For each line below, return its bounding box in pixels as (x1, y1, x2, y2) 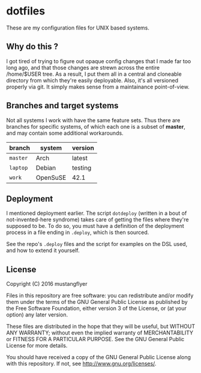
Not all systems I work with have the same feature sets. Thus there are (6, 116, 181, 124)
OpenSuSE (35, 173, 67, 182)
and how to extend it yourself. (6, 247, 80, 254)
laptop (9, 164, 28, 171)
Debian (35, 164, 56, 172)
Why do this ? (6, 42, 59, 52)
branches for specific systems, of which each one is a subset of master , (6, 123, 186, 130)
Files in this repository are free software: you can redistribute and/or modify (6, 292, 194, 299)
